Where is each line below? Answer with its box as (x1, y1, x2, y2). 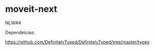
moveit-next (5, 3, 57, 15)
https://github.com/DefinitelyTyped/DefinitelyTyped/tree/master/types (5, 39, 150, 45)
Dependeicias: (5, 29, 35, 35)
